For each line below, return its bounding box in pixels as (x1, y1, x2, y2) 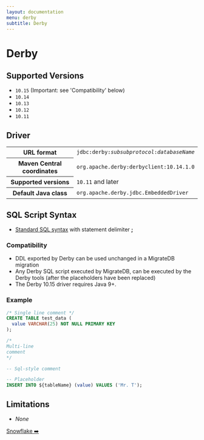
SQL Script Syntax (6, 209, 77, 220)
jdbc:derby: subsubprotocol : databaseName (76, 148, 195, 156)
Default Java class (12, 189, 68, 198)
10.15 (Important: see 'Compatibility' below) (15, 86, 126, 94)
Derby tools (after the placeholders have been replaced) (15, 274, 156, 282)
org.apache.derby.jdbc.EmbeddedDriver (76, 189, 189, 196)
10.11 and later (76, 178, 120, 186)
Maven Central (18, 159, 62, 168)
